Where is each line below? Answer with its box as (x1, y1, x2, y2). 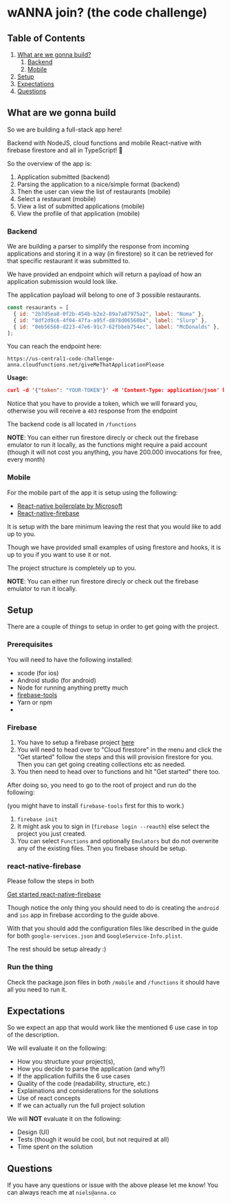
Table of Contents (7, 32, 86, 44)
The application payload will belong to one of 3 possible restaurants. (7, 291, 201, 299)
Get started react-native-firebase (7, 890, 101, 898)
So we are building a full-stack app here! (7, 125, 122, 134)
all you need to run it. (7, 985, 67, 994)
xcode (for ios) (16, 668, 59, 677)
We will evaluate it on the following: (7, 1044, 107, 1052)
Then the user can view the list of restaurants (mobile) (16, 187, 171, 196)
